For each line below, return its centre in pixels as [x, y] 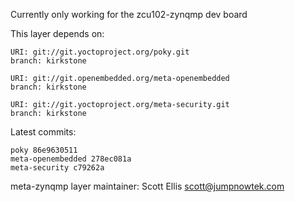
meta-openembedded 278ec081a [71, 159]
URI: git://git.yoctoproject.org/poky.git [100, 52]
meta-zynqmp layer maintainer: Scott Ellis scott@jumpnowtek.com [147, 186]
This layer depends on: [57, 33]
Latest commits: [43, 132]
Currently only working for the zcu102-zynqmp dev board [129, 14]
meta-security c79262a [57, 168]
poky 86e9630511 [44, 150]
